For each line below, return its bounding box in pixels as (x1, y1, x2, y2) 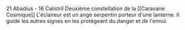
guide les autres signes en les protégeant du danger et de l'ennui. (6, 18, 168, 24)
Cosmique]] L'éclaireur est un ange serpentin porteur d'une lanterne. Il (6, 11, 180, 18)
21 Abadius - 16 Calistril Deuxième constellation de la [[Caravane (6, 5, 165, 12)
